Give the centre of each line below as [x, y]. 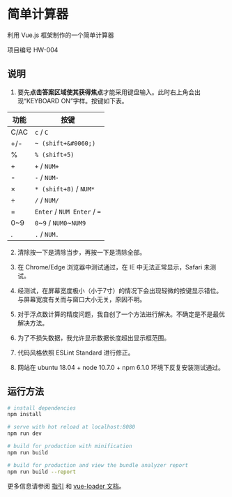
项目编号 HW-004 [33, 50]
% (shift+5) [54, 155]
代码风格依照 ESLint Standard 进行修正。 [76, 353]
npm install [24, 415]
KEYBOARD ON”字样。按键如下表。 [77, 101]
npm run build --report [42, 472]
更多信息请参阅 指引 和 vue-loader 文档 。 [66, 486]
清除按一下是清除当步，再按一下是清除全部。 [82, 252]
